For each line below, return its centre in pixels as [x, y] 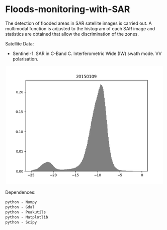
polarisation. [25, 59]
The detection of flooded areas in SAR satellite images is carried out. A [78, 23]
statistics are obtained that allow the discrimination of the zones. [72, 34]
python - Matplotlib [27, 217]
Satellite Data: [20, 43]
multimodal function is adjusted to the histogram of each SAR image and [80, 28]
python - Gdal [20, 207]
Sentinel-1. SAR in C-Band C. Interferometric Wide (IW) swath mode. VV [87, 53]
